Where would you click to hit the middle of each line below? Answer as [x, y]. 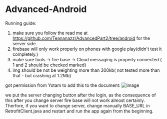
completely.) [25, 54]
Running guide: [21, 23]
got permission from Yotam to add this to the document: [63, 85]
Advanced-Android [46, 9]
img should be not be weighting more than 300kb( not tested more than [86, 70]
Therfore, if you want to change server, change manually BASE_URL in [77, 105]
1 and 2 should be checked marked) [49, 65]
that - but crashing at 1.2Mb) [42, 75]
